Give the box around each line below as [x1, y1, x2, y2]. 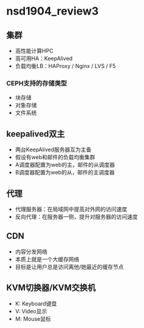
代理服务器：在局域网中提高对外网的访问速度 [15, 205, 128, 213]
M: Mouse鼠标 [15, 315, 52, 323]
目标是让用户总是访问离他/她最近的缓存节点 [15, 263, 124, 270]
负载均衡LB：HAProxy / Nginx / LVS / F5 [15, 63, 116, 69]
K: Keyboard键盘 [15, 299, 57, 307]
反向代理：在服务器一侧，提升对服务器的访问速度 [15, 213, 138, 220]
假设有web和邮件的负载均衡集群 [15, 154, 95, 161]
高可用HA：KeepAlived [15, 55, 73, 62]
